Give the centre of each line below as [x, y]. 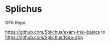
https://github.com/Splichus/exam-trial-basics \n [55, 32]
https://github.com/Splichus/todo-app [44, 37]
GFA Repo [15, 22]
